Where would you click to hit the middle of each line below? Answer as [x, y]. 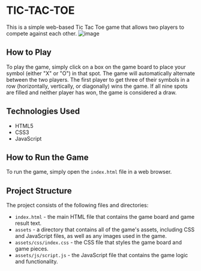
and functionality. [36, 261]
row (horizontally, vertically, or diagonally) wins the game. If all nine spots [97, 86]
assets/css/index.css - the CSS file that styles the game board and [98, 242]
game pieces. [32, 249]
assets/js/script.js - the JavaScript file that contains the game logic [101, 255]
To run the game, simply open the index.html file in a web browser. [89, 172]
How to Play [29, 53]
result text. [28, 224]
